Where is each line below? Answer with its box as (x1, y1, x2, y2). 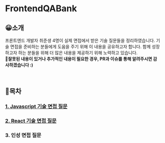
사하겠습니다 (5, 62, 30, 68)
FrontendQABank (5, 3, 77, 14)
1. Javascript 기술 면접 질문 (5, 103, 67, 110)
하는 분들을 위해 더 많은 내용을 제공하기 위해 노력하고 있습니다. (18, 50, 138, 55)
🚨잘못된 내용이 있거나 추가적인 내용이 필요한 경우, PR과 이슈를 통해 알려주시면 (5, 56, 153, 62)
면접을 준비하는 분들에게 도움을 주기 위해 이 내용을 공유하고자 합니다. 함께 (10, 44, 151, 49)
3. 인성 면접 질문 (5, 132, 42, 139)
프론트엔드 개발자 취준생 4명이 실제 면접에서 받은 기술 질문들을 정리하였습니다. (5, 38, 155, 43)
